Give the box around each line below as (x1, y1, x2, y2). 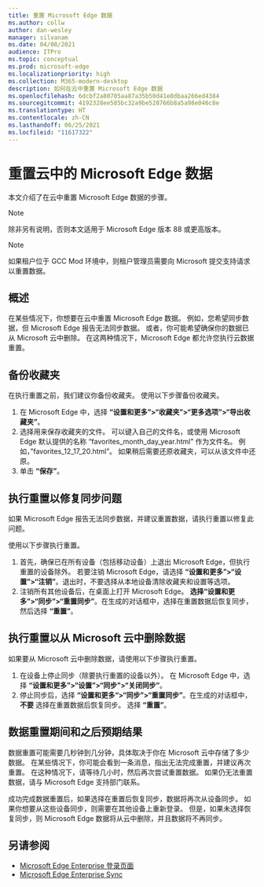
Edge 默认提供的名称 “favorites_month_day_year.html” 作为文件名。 (19, 437, 237, 447)
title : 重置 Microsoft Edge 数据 (8, 11, 113, 20)
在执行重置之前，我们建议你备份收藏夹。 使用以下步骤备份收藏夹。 (8, 391, 224, 400)
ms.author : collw (8, 19, 65, 27)
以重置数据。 (8, 266, 49, 275)
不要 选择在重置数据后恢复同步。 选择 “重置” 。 (19, 700, 171, 709)
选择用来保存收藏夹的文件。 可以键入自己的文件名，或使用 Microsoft (19, 427, 241, 436)
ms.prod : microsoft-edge (8, 63, 90, 71)
